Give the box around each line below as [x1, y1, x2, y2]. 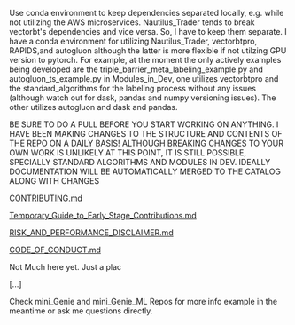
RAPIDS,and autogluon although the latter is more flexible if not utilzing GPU [9, 45, 287, 56]
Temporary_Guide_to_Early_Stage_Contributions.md [9, 210, 197, 220]
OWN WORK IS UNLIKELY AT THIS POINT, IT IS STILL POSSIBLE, [9, 147, 246, 158]
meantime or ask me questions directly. [9, 305, 153, 316]
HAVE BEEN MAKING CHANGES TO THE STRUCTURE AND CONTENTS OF [9, 129, 283, 139]
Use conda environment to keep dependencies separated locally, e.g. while [9, 8, 284, 18]
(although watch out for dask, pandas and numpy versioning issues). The [9, 92, 276, 103]
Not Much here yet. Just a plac [9, 262, 122, 272]
